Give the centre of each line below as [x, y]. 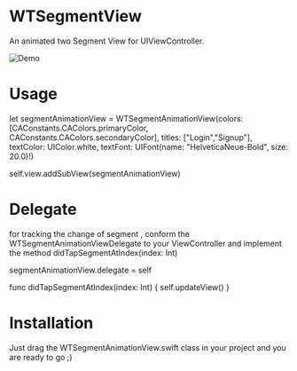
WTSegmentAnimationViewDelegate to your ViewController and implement [145, 243]
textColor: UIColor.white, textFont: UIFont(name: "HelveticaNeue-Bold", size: [148, 146]
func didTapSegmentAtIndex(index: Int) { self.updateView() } [120, 287]
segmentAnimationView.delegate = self [81, 270]
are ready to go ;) [41, 357]
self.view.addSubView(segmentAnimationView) [95, 173]
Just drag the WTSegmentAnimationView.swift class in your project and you [148, 347]
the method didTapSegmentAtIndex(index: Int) [94, 253]
